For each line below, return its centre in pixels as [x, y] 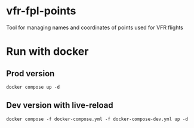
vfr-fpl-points [41, 11]
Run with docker [47, 51]
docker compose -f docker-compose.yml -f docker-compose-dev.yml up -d [97, 119]
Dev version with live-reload [60, 105]
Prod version [30, 74]
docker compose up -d [33, 87]
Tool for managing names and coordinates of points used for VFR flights [95, 27]
